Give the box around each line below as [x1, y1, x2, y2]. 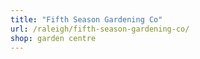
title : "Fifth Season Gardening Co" [10, 14, 163, 25]
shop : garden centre [10, 33, 97, 43]
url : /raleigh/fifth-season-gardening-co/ [10, 24, 190, 34]
